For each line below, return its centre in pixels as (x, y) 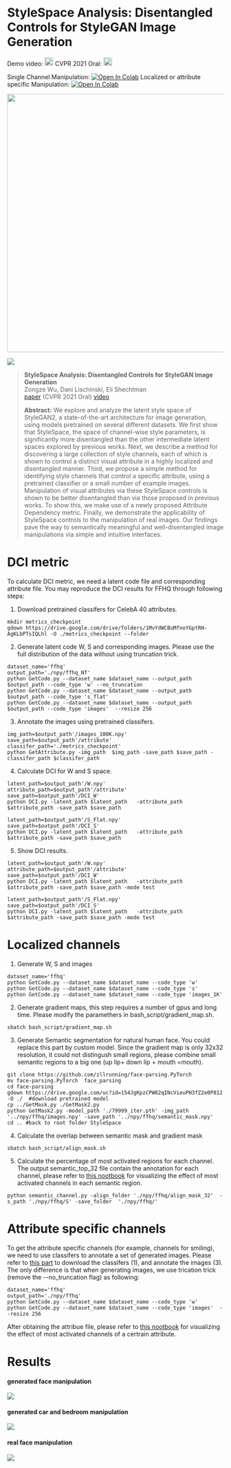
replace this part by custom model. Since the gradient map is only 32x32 (120, 1047)
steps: (16, 596)
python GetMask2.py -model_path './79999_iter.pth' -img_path (98, 1111)
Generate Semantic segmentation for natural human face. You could (113, 1040)
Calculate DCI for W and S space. (64, 771)
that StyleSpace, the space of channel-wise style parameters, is (115, 432)
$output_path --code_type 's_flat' (58, 697)
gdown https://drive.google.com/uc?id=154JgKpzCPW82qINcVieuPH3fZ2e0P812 (115, 1093)
